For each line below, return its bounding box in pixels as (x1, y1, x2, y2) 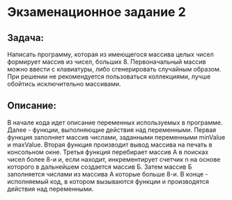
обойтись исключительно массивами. (7, 80, 121, 87)
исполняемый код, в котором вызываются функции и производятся (7, 177, 209, 185)
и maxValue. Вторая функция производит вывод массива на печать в (7, 140, 212, 149)
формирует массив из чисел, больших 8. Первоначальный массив (7, 58, 206, 66)
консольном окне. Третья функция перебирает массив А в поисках (7, 147, 209, 156)
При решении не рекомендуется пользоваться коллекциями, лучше (7, 72, 211, 81)
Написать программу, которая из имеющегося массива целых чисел (7, 50, 214, 58)
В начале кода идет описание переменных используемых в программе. (7, 118, 223, 126)
